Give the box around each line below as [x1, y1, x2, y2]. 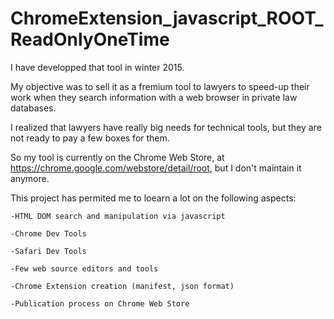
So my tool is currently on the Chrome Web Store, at [10, 151, 225, 163]
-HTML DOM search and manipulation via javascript [10, 211, 226, 221]
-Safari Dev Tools [10, 246, 87, 256]
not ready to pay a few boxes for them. [10, 132, 170, 144]
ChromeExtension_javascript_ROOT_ [10, 7, 324, 30]
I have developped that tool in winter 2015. [10, 61, 185, 73]
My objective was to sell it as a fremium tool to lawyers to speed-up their [10, 80, 310, 92]
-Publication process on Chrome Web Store [10, 298, 190, 309]
